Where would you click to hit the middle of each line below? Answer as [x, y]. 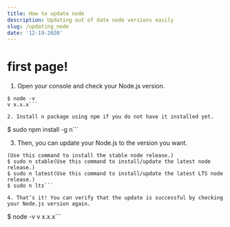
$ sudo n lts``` [30, 186]
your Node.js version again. [49, 204]
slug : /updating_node [38, 26]
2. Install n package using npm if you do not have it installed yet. [111, 117]
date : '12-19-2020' [35, 33]
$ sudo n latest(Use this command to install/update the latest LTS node [115, 174]
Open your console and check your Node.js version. [91, 86]
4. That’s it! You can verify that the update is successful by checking [115, 198]
